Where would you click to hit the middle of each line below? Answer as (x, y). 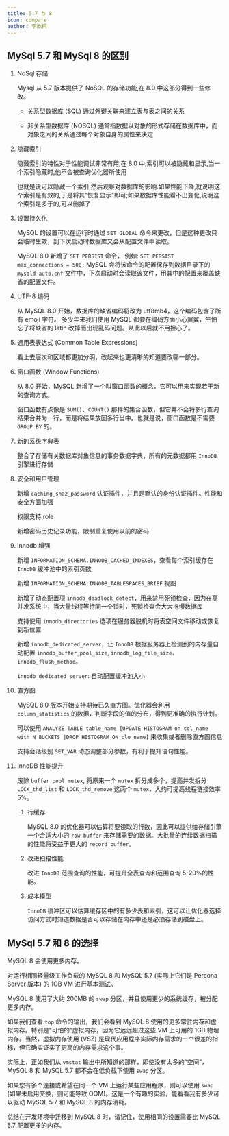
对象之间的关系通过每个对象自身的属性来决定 (90, 134)
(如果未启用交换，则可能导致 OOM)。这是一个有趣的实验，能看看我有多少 (110, 1093)
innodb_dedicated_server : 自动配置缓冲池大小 (81, 676)
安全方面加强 (35, 502)
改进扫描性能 (45, 858)
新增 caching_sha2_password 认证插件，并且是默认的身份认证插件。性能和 (120, 494)
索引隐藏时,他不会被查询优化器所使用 (75, 172)
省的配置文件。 (38, 282)
